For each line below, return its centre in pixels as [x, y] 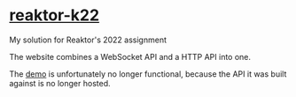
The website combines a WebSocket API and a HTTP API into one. [130, 56]
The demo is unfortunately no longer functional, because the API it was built [148, 74]
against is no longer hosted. [60, 83]
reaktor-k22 [55, 15]
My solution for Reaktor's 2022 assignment [88, 40]
